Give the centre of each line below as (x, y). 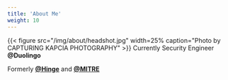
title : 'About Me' (34, 14)
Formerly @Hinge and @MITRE (54, 69)
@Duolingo (24, 55)
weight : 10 (23, 20)
